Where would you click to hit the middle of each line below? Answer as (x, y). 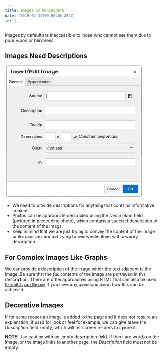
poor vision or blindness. (30, 40)
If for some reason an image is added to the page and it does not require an (81, 317)
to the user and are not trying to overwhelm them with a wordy (75, 237)
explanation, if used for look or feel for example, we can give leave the (76, 322)
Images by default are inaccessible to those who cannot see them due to (78, 35)
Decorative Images (34, 305)
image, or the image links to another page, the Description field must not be (81, 342)
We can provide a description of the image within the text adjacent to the (78, 269)
